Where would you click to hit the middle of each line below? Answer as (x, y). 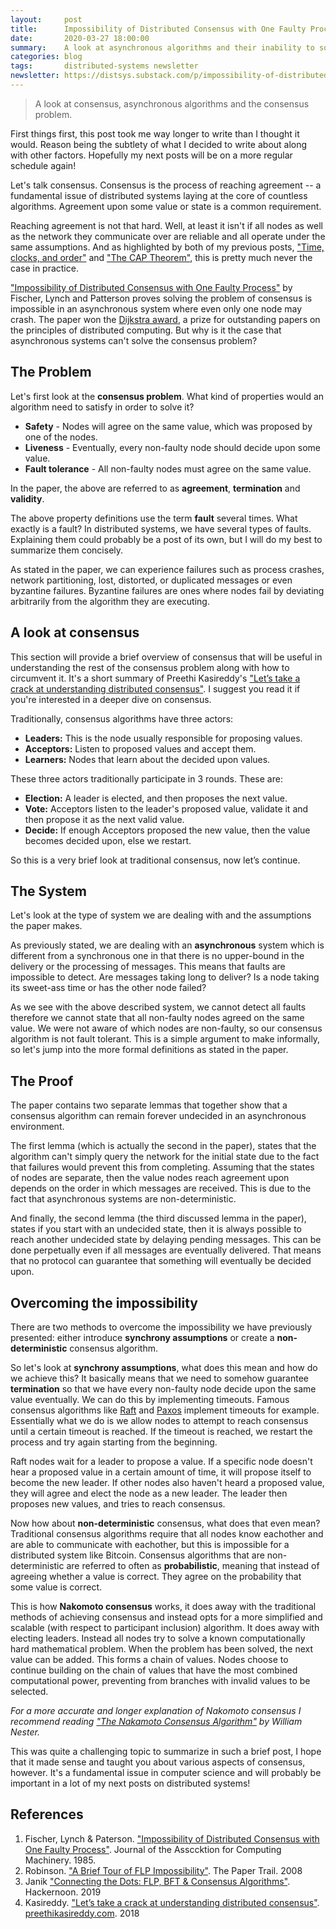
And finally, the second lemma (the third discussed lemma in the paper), (158, 1218)
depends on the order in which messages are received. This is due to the (161, 1188)
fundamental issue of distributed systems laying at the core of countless (159, 195)
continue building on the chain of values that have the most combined (154, 1670)
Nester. (25, 1732)
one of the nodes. (61, 437)
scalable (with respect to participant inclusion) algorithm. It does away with (165, 1627)
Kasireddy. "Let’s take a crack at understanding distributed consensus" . (172, 1902)
